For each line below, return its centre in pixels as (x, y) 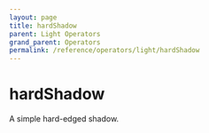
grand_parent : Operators (55, 42)
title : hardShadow (43, 26)
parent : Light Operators (55, 34)
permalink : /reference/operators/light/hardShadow (104, 51)
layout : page (33, 17)
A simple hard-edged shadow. (64, 119)
